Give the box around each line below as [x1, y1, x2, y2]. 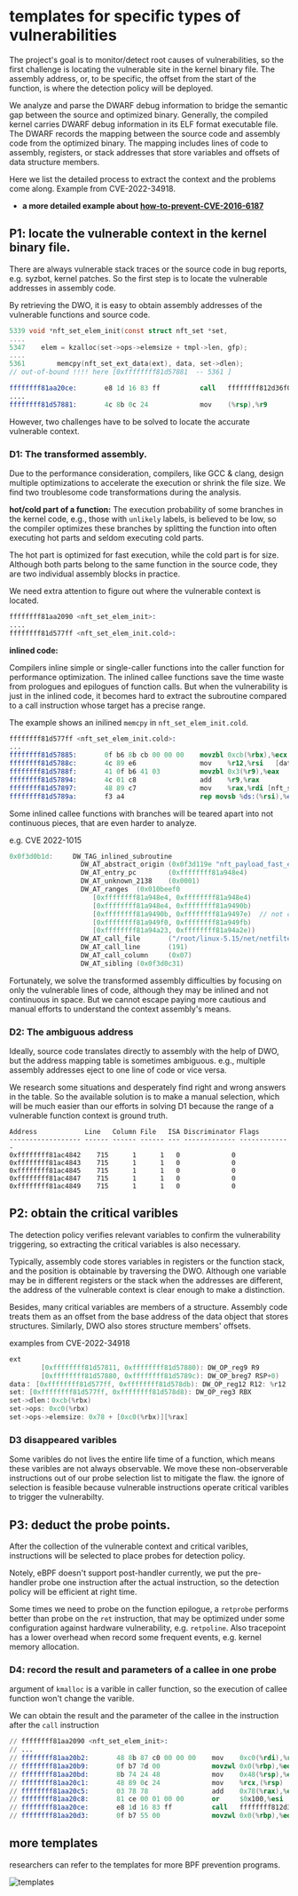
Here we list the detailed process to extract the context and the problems [9, 173, 277, 184]
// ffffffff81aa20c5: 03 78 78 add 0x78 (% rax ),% [9, 1787, 288, 1796]
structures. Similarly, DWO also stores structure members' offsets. [9, 1321, 251, 1331]
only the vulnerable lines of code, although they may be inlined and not [9, 984, 269, 996]
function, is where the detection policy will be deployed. [9, 83, 214, 93]
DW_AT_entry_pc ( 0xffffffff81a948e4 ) [80, 869, 248, 877]
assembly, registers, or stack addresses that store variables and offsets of [9, 147, 280, 157]
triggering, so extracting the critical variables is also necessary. [9, 1239, 241, 1249]
